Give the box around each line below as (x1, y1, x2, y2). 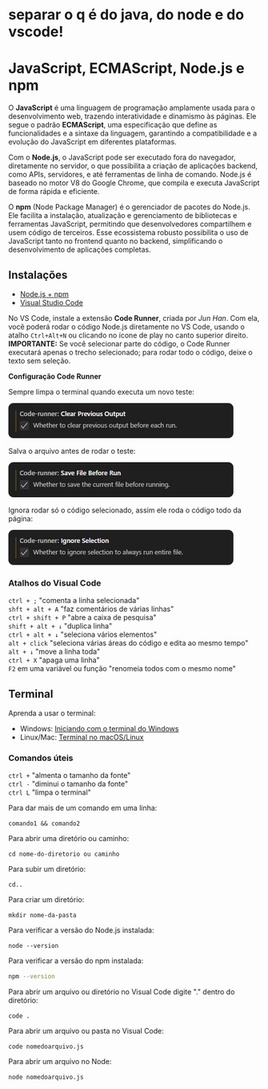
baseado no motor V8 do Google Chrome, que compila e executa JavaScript (8, 178, 260, 188)
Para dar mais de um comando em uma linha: (8, 804, 158, 813)
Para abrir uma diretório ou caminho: (8, 834, 130, 844)
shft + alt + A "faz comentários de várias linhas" (8, 604, 174, 614)
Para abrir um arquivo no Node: (8, 1057, 112, 1067)
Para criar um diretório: (8, 895, 85, 905)
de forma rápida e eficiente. (8, 187, 100, 196)
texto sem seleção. (8, 355, 71, 366)
